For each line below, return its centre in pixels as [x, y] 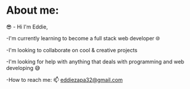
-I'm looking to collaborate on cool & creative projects [72, 50]
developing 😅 [23, 68]
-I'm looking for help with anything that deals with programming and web [95, 61]
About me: [33, 10]
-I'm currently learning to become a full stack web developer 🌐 [83, 38]
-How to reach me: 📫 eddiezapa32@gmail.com [64, 80]
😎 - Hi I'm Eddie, [27, 27]
